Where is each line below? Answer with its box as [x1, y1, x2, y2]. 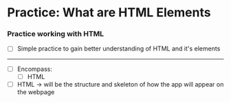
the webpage [16, 87, 55, 96]
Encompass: [16, 65, 53, 73]
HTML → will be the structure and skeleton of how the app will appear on [16, 80, 224, 88]
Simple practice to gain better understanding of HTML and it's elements [16, 44, 221, 53]
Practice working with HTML [7, 29, 104, 39]
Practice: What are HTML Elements [7, 5, 211, 20]
